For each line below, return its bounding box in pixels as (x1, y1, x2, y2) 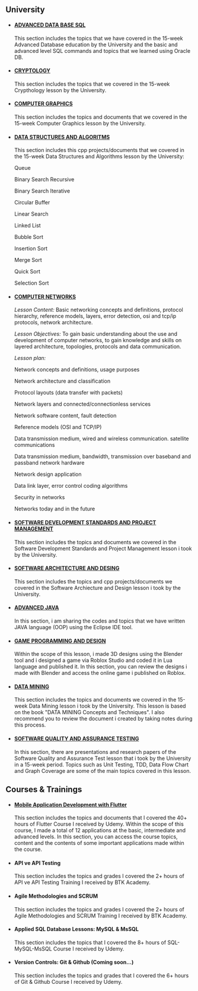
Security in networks (14, 494, 65, 501)
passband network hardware (14, 459, 85, 466)
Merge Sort (14, 257, 42, 264)
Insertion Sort (14, 245, 48, 252)
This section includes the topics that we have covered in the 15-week (14, 34, 183, 42)
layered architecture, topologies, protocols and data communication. (14, 343, 181, 350)
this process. (14, 721, 46, 728)
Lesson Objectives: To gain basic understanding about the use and (14, 330, 178, 337)
